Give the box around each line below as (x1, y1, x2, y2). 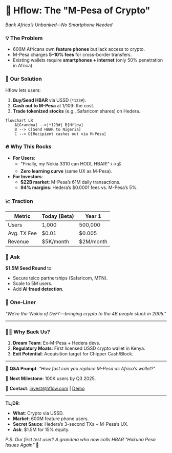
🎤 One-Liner (5, 299, 36, 306)
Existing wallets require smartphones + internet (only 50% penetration (12, 57, 163, 63)
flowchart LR (5, 118, 33, 123)
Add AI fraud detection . (12, 286, 64, 292)
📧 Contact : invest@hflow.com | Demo (5, 385, 85, 392)
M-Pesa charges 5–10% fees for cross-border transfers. (12, 51, 132, 58)
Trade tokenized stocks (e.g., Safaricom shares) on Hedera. (12, 108, 141, 114)
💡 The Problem (5, 34, 43, 42)
